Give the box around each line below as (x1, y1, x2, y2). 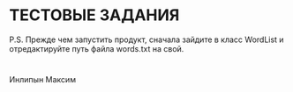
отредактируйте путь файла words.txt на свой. (9, 43, 184, 53)
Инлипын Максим (9, 74, 77, 85)
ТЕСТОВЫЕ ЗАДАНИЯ (9, 5, 180, 25)
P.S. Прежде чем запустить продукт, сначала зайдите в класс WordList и (9, 34, 284, 45)
